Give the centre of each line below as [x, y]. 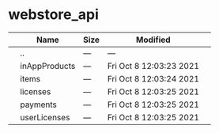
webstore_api [53, 15]
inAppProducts [48, 66]
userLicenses [45, 117]
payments [39, 104]
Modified [153, 40]
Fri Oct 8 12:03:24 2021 [153, 78]
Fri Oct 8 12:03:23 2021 [153, 66]
